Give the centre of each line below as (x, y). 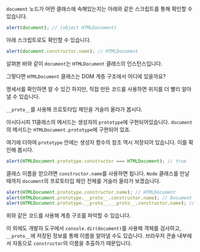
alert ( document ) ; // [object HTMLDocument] (62, 28)
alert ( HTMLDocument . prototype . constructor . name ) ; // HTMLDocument (91, 192)
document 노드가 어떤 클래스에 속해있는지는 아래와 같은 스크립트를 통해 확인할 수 (99, 9)
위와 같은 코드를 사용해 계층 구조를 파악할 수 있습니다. (68, 215)
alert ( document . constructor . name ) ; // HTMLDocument (72, 51)
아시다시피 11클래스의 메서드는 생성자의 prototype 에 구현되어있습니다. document (99, 122)
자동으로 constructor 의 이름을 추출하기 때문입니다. (72, 243)
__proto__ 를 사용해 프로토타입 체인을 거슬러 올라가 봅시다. (74, 109)
